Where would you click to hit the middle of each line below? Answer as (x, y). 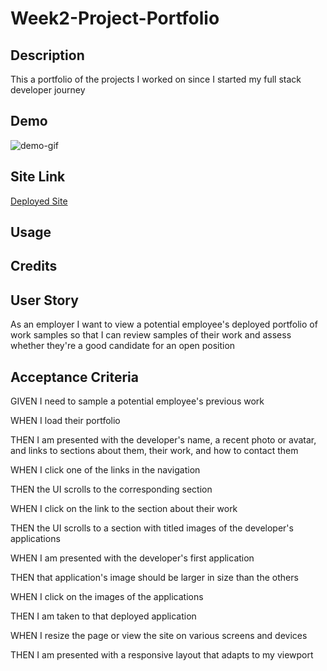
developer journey (48, 90)
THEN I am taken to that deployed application (103, 616)
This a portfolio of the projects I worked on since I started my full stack (156, 79)
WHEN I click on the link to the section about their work (124, 509)
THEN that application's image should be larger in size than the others (154, 578)
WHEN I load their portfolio (65, 421)
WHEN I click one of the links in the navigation (105, 470)
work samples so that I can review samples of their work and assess (151, 335)
